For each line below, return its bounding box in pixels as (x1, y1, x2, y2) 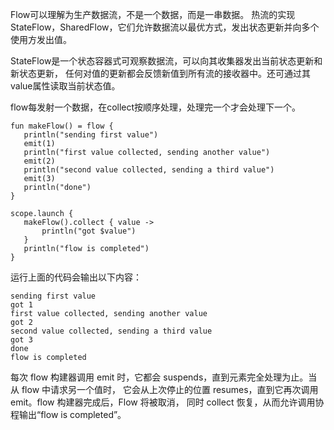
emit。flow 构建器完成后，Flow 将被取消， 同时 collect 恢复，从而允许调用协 (10, 396, 325, 408)
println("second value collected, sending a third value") (23, 165, 275, 175)
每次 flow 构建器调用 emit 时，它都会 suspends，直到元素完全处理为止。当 (10, 371, 318, 383)
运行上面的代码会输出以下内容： (10, 271, 142, 283)
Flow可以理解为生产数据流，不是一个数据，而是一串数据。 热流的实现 (10, 9, 296, 20)
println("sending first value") (23, 130, 159, 140)
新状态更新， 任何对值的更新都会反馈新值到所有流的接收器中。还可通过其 (10, 68, 311, 79)
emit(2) (23, 156, 56, 166)
